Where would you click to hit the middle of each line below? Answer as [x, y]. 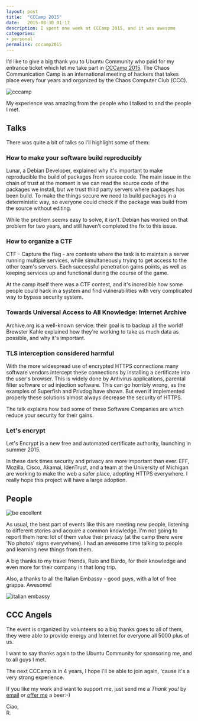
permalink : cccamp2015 [34, 45]
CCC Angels [29, 615]
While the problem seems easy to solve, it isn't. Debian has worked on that [97, 219]
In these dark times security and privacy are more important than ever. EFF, [98, 461]
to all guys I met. [26, 659]
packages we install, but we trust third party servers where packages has [95, 189]
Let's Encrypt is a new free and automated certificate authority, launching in [98, 444]
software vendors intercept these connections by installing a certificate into [98, 372]
